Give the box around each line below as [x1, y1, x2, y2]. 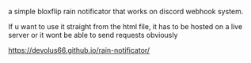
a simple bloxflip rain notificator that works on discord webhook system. [8, 7, 244, 16]
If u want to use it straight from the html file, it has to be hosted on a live [8, 22, 243, 31]
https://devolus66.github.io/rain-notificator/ [8, 46, 150, 54]
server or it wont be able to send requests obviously [8, 31, 178, 39]
